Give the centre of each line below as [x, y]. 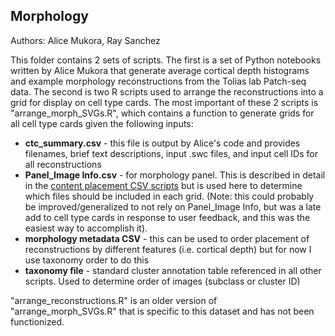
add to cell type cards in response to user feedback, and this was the [167, 217]
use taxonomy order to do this [87, 260]
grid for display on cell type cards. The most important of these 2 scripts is [164, 102]
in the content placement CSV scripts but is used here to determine [163, 185]
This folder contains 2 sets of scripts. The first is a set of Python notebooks [166, 60]
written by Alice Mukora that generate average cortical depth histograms [160, 70]
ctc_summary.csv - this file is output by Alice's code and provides [162, 143]
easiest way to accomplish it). [86, 228]
